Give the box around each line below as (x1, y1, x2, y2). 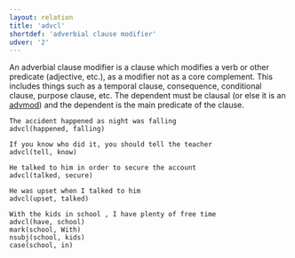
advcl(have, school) (9, 218, 86, 227)
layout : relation (9, 12, 74, 22)
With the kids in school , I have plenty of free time (9, 210, 217, 219)
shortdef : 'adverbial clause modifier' (9, 29, 157, 38)
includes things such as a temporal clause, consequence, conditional (9, 81, 262, 91)
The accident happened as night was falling (9, 117, 177, 126)
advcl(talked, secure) (9, 171, 93, 180)
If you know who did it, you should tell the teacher (9, 140, 213, 149)
